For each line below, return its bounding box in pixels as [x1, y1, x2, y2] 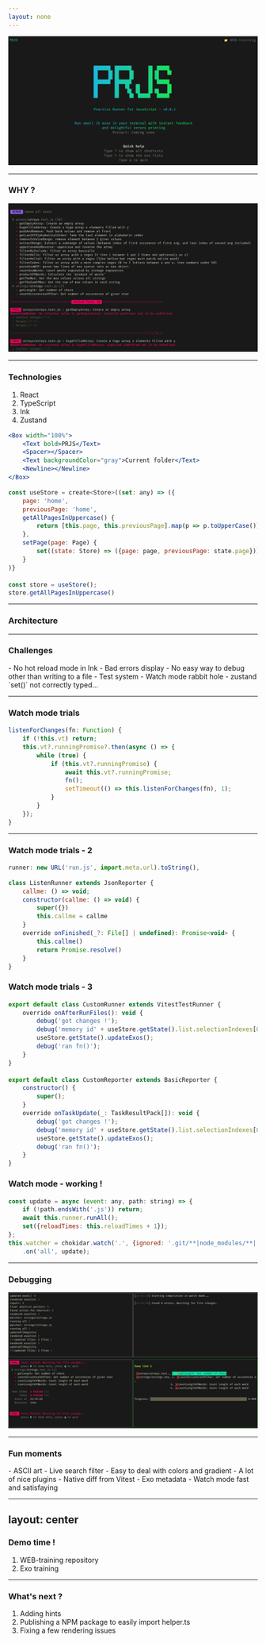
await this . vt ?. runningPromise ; [64, 768, 172, 776]
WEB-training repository [19, 1555, 99, 1564]
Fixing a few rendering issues [19, 1626, 116, 1635]
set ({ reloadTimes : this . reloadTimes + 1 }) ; [22, 1222, 169, 1230]
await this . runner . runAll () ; [22, 1214, 119, 1222]
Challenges [8, 645, 53, 656]
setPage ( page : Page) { [22, 539, 97, 547]
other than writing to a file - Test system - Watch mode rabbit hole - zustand [8, 671, 257, 681]
